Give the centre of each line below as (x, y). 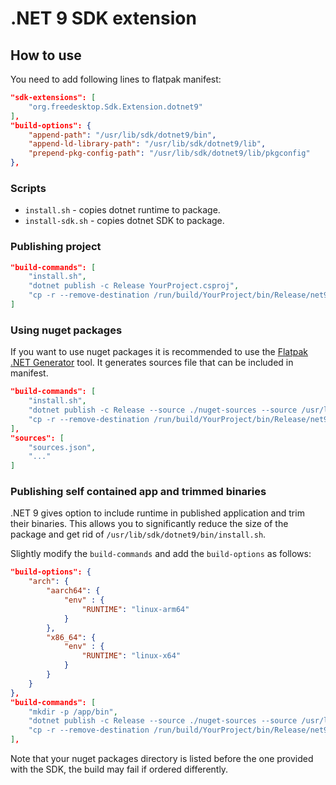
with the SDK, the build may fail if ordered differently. (119, 769)
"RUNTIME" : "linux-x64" (131, 656)
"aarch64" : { (73, 591)
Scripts (28, 188)
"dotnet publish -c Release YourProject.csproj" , (134, 286)
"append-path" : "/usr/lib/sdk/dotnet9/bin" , (122, 135)
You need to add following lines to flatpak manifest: (116, 79)
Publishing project (56, 247)
